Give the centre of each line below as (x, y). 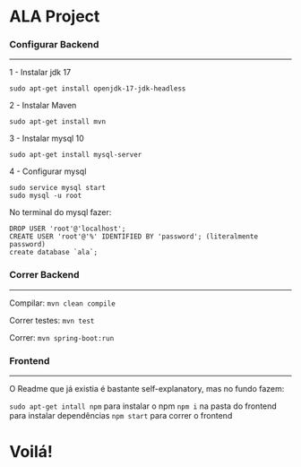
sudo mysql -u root (46, 196)
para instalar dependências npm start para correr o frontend (121, 416)
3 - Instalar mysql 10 (47, 138)
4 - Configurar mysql (48, 171)
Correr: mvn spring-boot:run (62, 337)
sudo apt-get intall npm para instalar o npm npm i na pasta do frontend (143, 406)
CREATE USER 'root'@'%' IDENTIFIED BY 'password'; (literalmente (133, 237)
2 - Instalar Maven (43, 106)
